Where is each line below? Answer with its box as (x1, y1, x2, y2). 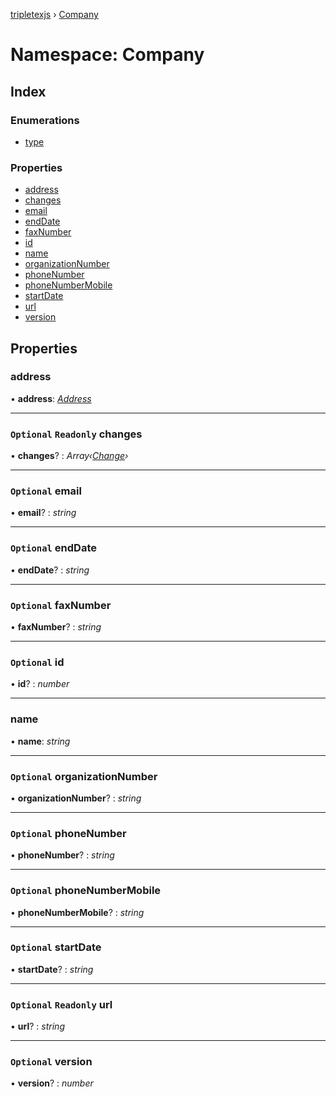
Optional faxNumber (10, 598, 112, 612)
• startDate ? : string (10, 963, 94, 975)
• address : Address (10, 392, 92, 404)
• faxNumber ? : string (10, 621, 102, 633)
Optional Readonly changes (10, 427, 143, 441)
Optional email (10, 484, 82, 498)
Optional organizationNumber (10, 769, 158, 783)
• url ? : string (10, 1020, 65, 1033)
